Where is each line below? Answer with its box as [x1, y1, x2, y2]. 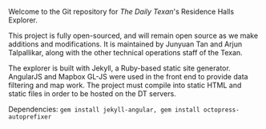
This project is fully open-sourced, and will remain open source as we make [8, 31, 259, 40]
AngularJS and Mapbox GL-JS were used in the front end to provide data [8, 72, 248, 81]
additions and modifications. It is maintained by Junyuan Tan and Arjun [8, 39, 243, 49]
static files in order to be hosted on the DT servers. [8, 89, 176, 99]
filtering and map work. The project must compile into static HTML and [8, 80, 242, 90]
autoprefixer [8, 113, 52, 121]
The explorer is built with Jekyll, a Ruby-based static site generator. [8, 63, 231, 73]
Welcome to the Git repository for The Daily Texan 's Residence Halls [8, 7, 235, 16]
